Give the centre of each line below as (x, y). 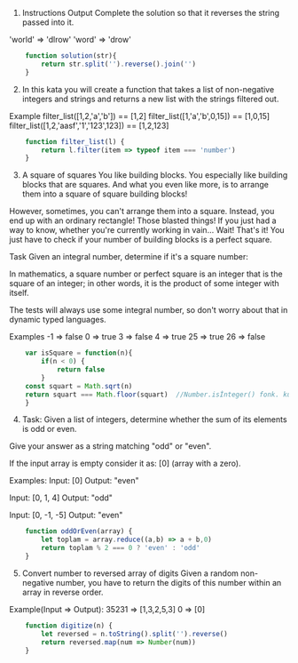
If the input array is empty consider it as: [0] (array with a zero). (125, 463)
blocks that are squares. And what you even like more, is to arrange (145, 185)
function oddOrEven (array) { (79, 531)
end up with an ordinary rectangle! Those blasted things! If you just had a (143, 220)
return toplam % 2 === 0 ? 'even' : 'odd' (121, 548)
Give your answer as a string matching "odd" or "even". (110, 446)
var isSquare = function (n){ (79, 353)
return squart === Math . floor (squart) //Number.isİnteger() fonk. (152, 395)
